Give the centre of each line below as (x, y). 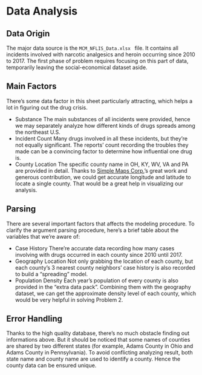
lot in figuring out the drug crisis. (47, 107)
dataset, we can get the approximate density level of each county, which (106, 293)
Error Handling (34, 319)
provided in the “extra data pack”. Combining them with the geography (103, 287)
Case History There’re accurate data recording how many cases (95, 248)
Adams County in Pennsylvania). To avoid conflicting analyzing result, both (100, 353)
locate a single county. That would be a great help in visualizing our (99, 184)
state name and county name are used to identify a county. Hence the (93, 359)
